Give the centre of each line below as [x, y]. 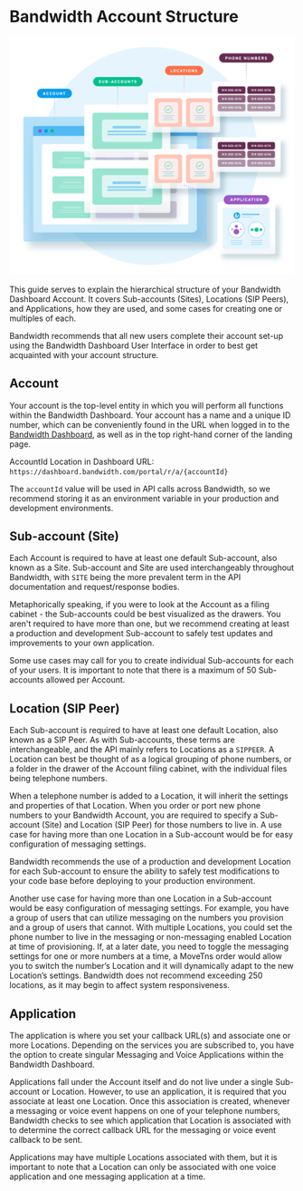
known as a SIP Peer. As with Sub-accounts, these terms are [122, 740]
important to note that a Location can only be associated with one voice [143, 1167]
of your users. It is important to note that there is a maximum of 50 [133, 670]
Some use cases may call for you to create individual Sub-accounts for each [151, 661]
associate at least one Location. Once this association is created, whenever [150, 1101]
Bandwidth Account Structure [124, 17]
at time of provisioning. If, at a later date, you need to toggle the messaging [149, 947]
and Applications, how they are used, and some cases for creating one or [146, 308]
